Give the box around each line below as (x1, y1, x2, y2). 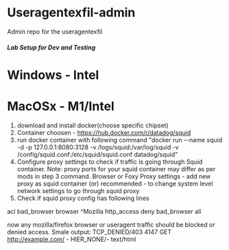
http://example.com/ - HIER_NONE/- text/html (7, 235, 136, 243)
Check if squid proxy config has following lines (16, 194, 149, 202)
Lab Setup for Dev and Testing (7, 43, 96, 51)
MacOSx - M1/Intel (7, 98, 114, 114)
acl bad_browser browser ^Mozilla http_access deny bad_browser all (7, 207, 202, 215)
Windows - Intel (7, 67, 99, 83)
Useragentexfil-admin (7, 5, 136, 21)
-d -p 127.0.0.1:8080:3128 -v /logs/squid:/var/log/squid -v (16, 142, 180, 151)
